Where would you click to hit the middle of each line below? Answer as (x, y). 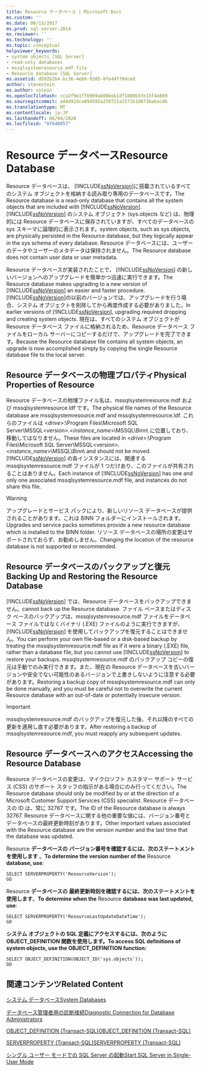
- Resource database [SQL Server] (49, 73)
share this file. (24, 486)
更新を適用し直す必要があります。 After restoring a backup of (82, 726)
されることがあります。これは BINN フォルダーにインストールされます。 (95, 518)
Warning (16, 498)
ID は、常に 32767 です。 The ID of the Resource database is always (101, 808)
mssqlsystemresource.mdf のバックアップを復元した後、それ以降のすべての (100, 719)
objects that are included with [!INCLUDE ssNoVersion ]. (74, 207)
